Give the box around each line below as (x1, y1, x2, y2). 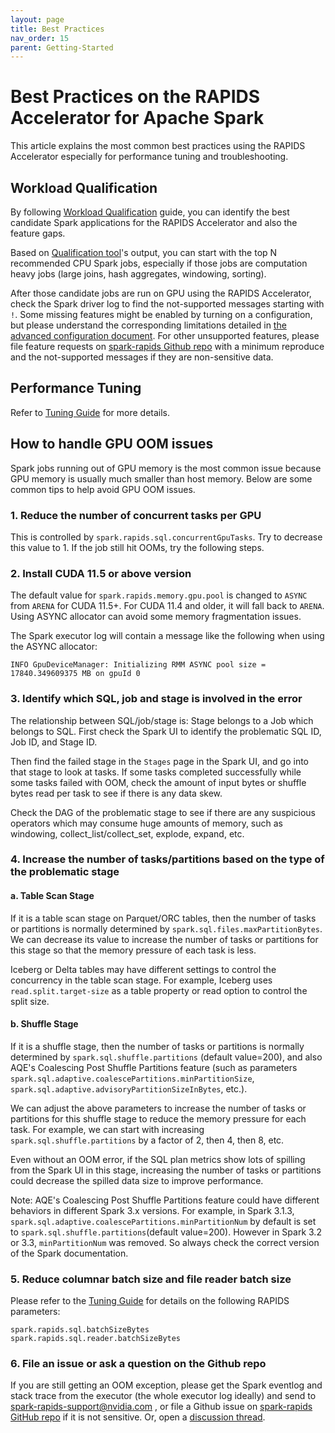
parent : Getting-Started (10, 42, 114, 53)
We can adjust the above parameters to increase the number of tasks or (10, 1102, 307, 1114)
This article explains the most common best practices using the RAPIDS (10, 140, 306, 152)
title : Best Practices (10, 24, 105, 34)
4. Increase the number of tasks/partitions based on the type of (10, 852, 325, 866)
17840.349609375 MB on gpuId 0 (10, 669, 141, 679)
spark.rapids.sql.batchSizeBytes (10, 1325, 150, 1335)
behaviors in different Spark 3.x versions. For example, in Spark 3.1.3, (10, 1204, 295, 1216)
